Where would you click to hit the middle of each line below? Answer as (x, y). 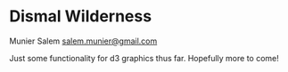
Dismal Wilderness (81, 16)
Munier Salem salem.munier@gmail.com (83, 41)
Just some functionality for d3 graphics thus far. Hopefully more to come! (144, 58)
